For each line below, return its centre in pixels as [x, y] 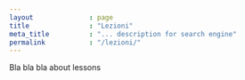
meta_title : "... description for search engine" [123, 34]
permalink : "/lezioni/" [75, 42]
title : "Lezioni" [71, 26]
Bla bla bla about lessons [55, 68]
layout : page [61, 17]
